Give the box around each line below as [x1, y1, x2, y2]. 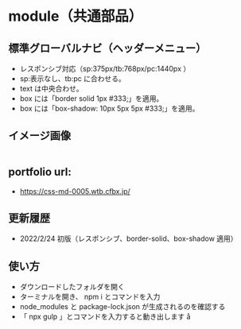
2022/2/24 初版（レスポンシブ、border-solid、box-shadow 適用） [19, 234, 238, 243]
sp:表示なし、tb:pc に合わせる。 [19, 74, 126, 83]
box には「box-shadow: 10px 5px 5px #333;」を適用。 [19, 104, 200, 113]
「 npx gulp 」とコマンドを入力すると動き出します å [19, 312, 191, 322]
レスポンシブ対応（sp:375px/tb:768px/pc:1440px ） [19, 64, 191, 73]
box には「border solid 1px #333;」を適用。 [19, 94, 164, 103]
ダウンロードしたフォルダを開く [19, 282, 125, 292]
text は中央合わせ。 [19, 84, 84, 93]
